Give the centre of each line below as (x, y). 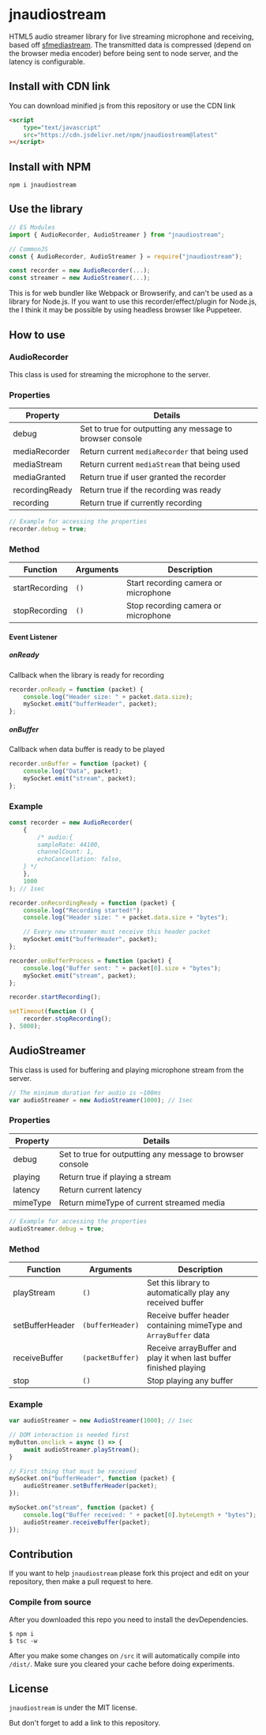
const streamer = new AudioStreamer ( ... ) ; (80, 278)
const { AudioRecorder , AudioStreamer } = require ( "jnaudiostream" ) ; (126, 256)
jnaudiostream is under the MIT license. (73, 1708)
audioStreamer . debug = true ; (57, 1228)
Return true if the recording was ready (150, 490)
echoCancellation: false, (80, 860)
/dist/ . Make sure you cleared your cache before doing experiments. (122, 1664)
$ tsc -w (23, 1641)
